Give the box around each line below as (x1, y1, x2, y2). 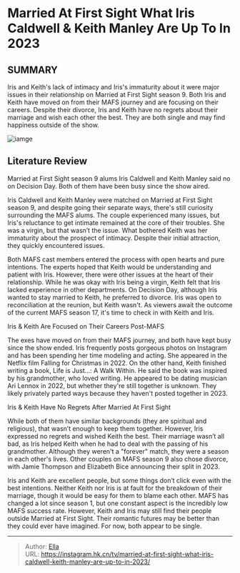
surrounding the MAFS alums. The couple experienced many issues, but (7, 211, 220, 219)
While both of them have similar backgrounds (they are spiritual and (7, 417, 207, 425)
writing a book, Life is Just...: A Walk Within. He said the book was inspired (7, 366, 227, 374)
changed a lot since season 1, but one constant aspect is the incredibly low (7, 499, 229, 507)
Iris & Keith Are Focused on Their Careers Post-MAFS (7, 322, 164, 330)
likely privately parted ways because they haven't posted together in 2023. (7, 389, 228, 397)
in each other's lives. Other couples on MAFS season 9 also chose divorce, (7, 454, 229, 463)
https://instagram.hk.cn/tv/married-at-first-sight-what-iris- (41, 549, 214, 558)
